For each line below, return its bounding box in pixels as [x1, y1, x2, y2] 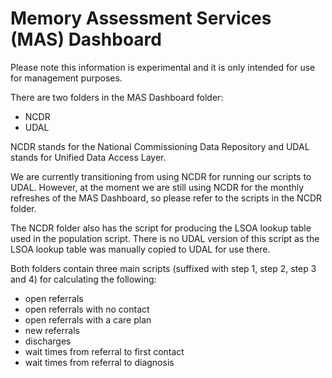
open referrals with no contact [24, 303, 150, 315]
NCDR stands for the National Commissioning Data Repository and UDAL [10, 140, 310, 152]
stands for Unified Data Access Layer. [10, 151, 167, 163]
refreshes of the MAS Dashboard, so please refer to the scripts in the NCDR [10, 192, 322, 204]
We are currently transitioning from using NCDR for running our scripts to [10, 170, 312, 182]
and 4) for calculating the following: [10, 273, 157, 285]
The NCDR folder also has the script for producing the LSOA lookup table [10, 222, 312, 234]
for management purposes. [10, 72, 123, 84]
